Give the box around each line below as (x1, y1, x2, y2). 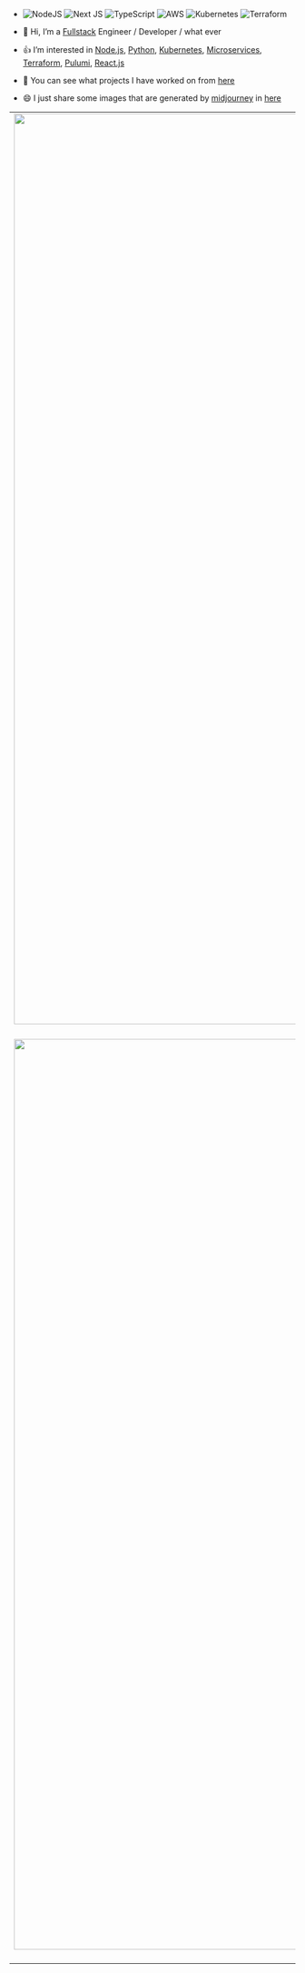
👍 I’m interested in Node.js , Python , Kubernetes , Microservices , (22, 45, 262, 55)
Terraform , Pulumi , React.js (22, 57, 125, 68)
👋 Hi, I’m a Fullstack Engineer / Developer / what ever (22, 26, 222, 36)
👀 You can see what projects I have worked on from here (22, 75, 235, 85)
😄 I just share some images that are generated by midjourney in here (22, 93, 281, 104)
